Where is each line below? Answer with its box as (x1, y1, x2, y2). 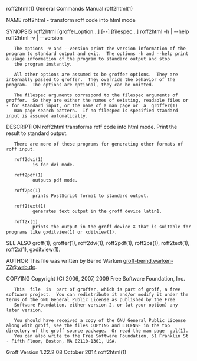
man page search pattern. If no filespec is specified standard (14, 108, 178, 114)
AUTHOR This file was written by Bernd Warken (6, 257, 122, 264)
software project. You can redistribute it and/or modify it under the (6, 292, 189, 298)
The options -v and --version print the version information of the (14, 46, 186, 51)
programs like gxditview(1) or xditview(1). (6, 229, 117, 235)
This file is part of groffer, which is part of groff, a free (14, 286, 181, 292)
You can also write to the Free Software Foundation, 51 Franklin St (14, 333, 189, 339)
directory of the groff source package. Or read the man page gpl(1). (6, 328, 189, 334)
